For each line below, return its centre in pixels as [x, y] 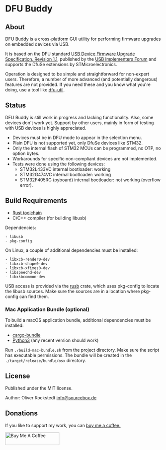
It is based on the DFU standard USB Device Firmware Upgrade [70, 54]
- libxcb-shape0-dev [27, 264]
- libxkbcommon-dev [25, 277]
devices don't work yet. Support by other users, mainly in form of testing [80, 123]
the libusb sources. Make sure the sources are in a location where [73, 291]
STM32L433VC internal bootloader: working [65, 169]
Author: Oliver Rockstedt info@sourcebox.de [51, 397]
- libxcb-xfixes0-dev [28, 268]
